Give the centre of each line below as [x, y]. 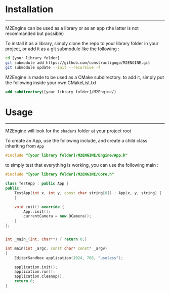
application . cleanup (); [39, 277]
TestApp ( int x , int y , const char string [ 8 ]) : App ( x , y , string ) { [88, 193]
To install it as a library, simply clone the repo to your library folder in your [82, 43]
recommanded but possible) [35, 33]
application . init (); [36, 267]
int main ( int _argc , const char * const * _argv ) [56, 248]
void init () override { [39, 207]
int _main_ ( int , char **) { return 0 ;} [46, 239]
